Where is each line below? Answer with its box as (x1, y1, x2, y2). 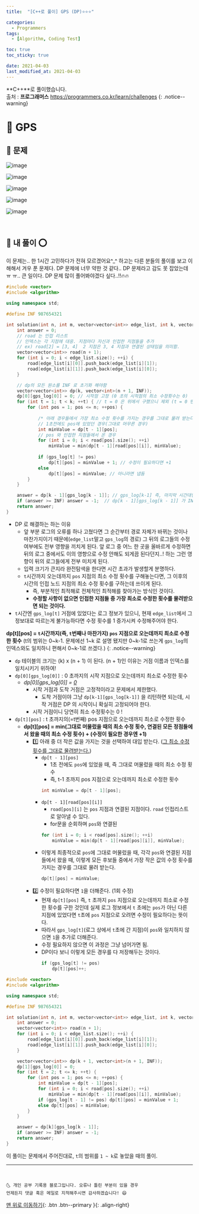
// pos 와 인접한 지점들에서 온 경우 (37, 432, 116, 438)
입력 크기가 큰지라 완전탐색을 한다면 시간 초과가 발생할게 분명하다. (23, 565, 176, 572)
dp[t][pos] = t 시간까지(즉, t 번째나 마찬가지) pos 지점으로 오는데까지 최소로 (6, 629, 179, 636)
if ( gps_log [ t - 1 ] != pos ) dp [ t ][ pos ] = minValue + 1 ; (37, 1097, 179, 1103)
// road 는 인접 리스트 (17, 333, 68, 339)
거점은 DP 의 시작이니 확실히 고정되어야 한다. (47, 701, 151, 708)
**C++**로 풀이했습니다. (6, 86, 67, 93)
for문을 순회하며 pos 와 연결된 (50, 820, 117, 827)
